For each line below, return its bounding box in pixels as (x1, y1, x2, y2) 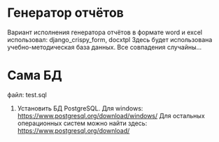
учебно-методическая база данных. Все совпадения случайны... (7, 43, 202, 51)
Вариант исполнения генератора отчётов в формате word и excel (7, 28, 203, 36)
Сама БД (7, 68, 63, 83)
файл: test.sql (7, 90, 47, 99)
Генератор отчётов (7, 5, 124, 21)
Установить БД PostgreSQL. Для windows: (17, 104, 143, 113)
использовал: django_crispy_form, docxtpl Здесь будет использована (7, 35, 213, 43)
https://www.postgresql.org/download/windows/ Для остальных (17, 111, 205, 120)
